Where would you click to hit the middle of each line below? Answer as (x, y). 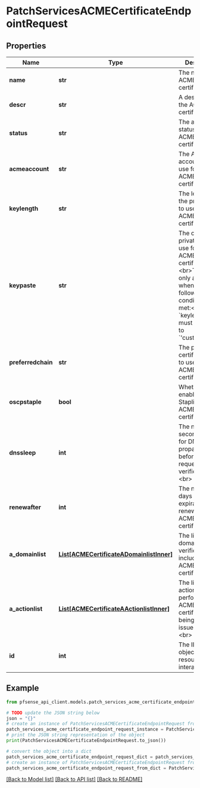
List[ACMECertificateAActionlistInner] (114, 609)
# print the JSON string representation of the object (76, 735)
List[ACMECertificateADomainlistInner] (116, 554)
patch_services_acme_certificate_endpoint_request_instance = (85, 729)
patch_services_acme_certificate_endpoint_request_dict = (79, 757)
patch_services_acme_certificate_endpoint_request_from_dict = (86, 768)
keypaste (23, 285)
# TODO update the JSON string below (53, 713)
